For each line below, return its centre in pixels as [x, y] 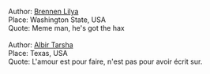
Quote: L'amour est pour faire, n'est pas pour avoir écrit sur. [105, 61]
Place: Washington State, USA [57, 20]
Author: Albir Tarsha [41, 45]
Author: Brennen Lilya [43, 11]
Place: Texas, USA [38, 53]
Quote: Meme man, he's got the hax [66, 28]
